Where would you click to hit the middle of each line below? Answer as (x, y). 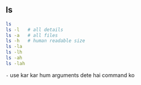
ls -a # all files (32, 35)
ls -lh (14, 52)
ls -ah (14, 58)
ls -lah (16, 63)
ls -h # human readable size (45, 41)
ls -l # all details (34, 30)
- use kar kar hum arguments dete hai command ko (70, 75)
